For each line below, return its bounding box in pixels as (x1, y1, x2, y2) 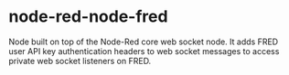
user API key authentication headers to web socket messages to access (8, 45, 280, 56)
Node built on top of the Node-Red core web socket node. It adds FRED (8, 36, 279, 47)
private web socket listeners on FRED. (8, 55, 152, 66)
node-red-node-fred (8, 6, 168, 27)
